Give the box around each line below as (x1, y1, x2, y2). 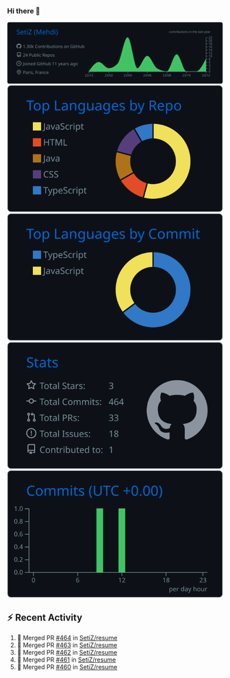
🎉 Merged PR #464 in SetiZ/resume (16, 633, 118, 642)
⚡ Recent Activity (7, 612, 83, 624)
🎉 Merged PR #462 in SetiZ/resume (16, 648, 118, 656)
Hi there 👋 (7, 6, 41, 16)
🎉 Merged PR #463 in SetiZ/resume (16, 641, 118, 649)
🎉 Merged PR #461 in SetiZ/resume (16, 655, 116, 664)
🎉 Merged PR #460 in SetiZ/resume (16, 662, 118, 671)
